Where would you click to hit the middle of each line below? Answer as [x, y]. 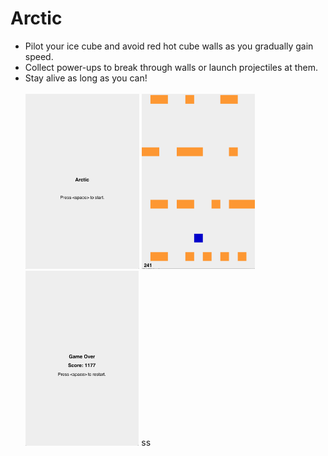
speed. [39, 56]
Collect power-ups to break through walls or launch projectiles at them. [171, 67]
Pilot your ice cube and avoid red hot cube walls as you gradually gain [169, 46]
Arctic [36, 18]
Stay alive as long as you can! [86, 78]
